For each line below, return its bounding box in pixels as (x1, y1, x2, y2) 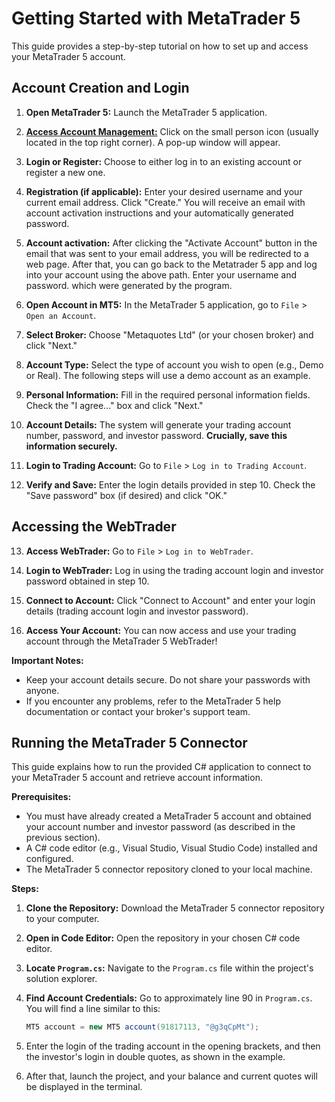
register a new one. (25, 166, 106, 178)
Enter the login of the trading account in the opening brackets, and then (25, 1040, 321, 1052)
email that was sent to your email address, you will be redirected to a (25, 247, 309, 259)
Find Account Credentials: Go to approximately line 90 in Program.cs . (25, 992, 313, 1004)
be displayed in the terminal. (25, 1081, 143, 1093)
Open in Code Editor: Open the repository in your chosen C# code (25, 932, 301, 944)
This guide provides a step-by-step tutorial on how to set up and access (11, 40, 309, 52)
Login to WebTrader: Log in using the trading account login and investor (25, 564, 324, 576)
